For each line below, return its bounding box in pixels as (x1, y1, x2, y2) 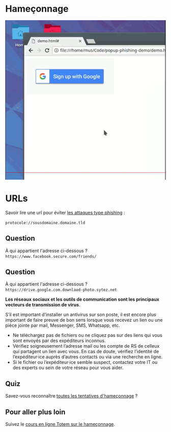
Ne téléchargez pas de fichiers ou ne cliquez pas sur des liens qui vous (12, 332, 163, 338)
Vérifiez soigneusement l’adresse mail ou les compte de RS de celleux (12, 343, 160, 349)
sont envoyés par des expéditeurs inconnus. (12, 337, 106, 344)
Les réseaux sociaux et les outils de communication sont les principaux (5, 296, 159, 302)
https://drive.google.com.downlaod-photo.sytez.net (5, 288, 117, 293)
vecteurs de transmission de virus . (5, 302, 80, 308)
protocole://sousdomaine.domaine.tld (5, 220, 85, 225)
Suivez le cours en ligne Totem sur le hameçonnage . (5, 421, 116, 427)
